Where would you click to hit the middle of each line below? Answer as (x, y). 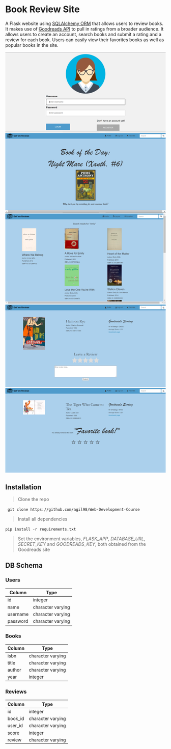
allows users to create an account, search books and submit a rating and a (83, 34)
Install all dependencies (42, 519)
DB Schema (24, 565)
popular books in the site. (32, 45)
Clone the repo (33, 499)
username (18, 614)
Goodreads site (34, 549)
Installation (23, 487)
